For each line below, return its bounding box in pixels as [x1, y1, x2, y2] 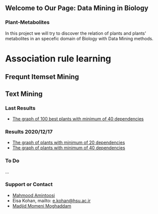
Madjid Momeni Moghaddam [12, 203, 72, 209]
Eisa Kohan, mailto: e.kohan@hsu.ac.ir [12, 198, 91, 204]
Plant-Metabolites [5, 19, 50, 26]
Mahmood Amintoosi [12, 192, 55, 198]
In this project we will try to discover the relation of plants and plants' [5, 30, 147, 36]
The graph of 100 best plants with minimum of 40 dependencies [12, 115, 144, 121]
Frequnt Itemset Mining [5, 73, 79, 81]
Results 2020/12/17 [5, 128, 53, 135]
